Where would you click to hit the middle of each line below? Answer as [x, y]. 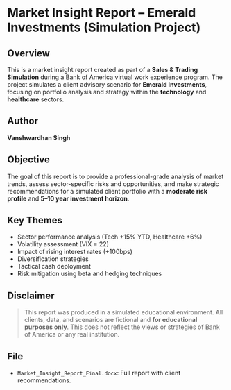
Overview [29, 53]
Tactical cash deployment [54, 266]
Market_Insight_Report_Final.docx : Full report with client [99, 373]
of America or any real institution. [72, 334]
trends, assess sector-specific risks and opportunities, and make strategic [113, 184]
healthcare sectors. [36, 99]
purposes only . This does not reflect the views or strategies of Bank [122, 327]
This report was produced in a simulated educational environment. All [123, 312]
